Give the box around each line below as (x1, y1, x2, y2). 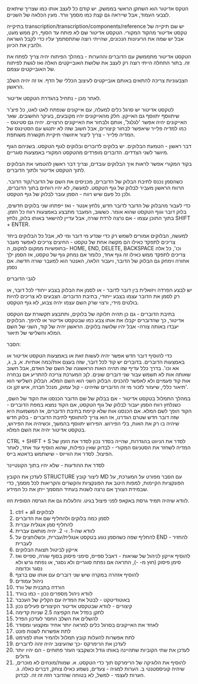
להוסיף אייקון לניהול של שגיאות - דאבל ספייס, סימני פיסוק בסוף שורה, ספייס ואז (15, 552, 190, 559)
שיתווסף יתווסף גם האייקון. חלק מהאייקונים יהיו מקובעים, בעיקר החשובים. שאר (6, 112, 180, 119)
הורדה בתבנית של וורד (15, 584, 65, 591)
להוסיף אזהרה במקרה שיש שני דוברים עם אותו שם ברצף (15, 571, 139, 578)
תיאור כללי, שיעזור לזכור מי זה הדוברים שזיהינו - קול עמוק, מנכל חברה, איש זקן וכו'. (6, 384, 189, 390)
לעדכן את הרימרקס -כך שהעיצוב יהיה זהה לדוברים (15, 640, 126, 647)
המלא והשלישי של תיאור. (6, 329, 62, 336)
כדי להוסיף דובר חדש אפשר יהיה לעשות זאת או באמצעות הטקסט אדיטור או (6, 352, 173, 359)
